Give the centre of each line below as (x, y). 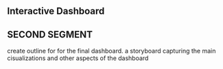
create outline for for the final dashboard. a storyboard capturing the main (111, 51)
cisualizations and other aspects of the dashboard (78, 58)
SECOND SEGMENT (50, 34)
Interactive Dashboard (56, 11)
